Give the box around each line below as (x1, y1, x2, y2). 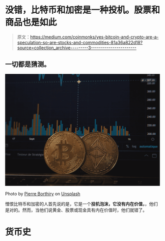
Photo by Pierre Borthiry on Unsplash (5, 191, 81, 197)
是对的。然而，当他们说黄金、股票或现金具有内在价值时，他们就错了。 (5, 207, 147, 213)
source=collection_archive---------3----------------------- (17, 45, 137, 51)
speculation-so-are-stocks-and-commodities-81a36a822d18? (17, 39, 143, 45)
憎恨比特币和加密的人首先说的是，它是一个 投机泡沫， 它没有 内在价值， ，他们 (5, 201, 158, 207)
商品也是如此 (5, 17, 57, 28)
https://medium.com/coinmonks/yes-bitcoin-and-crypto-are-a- (30, 34, 159, 40)
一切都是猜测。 (5, 60, 51, 69)
